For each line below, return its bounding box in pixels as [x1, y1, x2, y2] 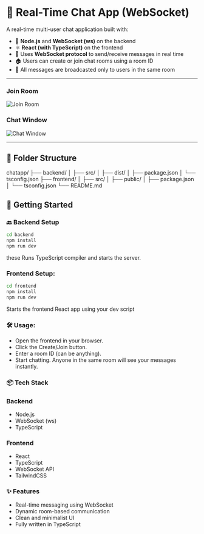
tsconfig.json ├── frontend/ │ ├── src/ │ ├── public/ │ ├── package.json [6, 176, 194, 183]
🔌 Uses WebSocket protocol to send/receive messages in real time [15, 50, 184, 57]
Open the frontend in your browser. [15, 337, 103, 344]
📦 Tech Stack [6, 378, 49, 387]
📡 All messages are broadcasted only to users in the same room [15, 66, 175, 73]
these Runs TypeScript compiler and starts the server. [6, 254, 141, 261]
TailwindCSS [15, 472, 47, 479]
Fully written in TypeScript [15, 520, 81, 528]
